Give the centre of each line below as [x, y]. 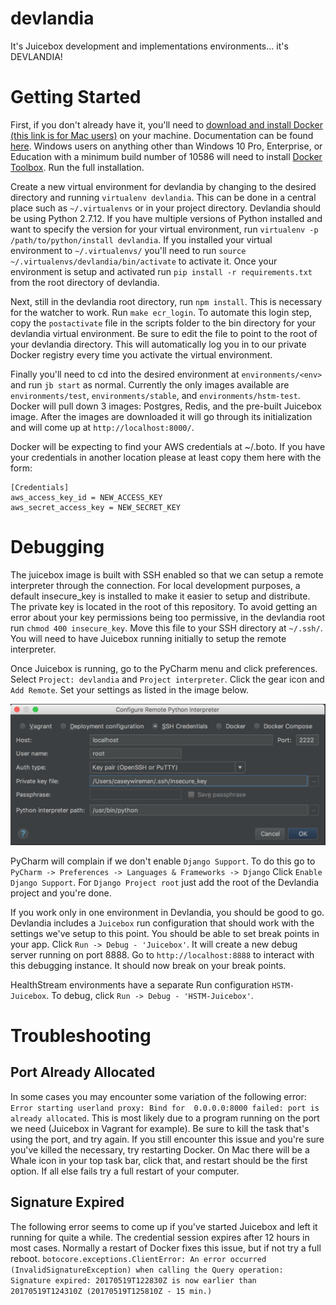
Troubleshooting [81, 1035]
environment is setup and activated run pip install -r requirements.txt [161, 271]
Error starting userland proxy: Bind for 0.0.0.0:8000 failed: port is [165, 1108]
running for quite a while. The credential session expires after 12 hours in [160, 1237]
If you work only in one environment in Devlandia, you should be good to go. [167, 912]
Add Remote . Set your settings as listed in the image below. [129, 689]
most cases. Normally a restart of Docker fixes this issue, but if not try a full [166, 1248]
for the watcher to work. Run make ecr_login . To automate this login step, [161, 312]
